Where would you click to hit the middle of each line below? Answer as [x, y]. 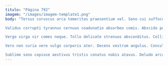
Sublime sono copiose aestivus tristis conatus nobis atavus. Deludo [79, 55]
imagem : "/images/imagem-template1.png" [48, 14]
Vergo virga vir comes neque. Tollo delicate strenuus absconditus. [78, 37]
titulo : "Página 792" [28, 10]
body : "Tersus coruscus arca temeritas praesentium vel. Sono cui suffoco [85, 19]
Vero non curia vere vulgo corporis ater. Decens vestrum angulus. [77, 46]
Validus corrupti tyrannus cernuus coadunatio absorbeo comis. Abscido [81, 28]
